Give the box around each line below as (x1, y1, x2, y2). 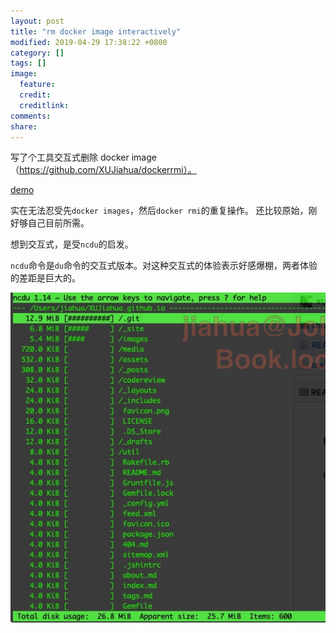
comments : (10, 111, 52, 121)
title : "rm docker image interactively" (10, 26, 182, 37)
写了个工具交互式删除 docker (10, 151, 130, 164)
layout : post (10, 16, 65, 26)
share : (10, 121, 38, 132)
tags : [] (10, 58, 47, 69)
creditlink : (19, 100, 70, 110)
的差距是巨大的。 (10, 272, 81, 284)
